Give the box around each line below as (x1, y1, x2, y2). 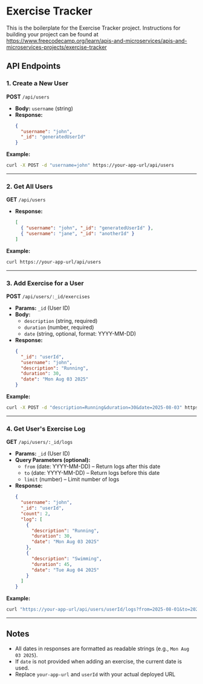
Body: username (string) (14, 105, 74, 112)
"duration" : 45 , (31, 561, 72, 567)
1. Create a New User (6, 79, 68, 88)
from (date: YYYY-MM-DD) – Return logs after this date (24, 463, 161, 470)
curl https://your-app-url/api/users (6, 259, 101, 265)
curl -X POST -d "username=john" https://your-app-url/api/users (6, 162, 174, 169)
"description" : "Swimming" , (31, 555, 102, 562)
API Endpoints (6, 61, 61, 71)
